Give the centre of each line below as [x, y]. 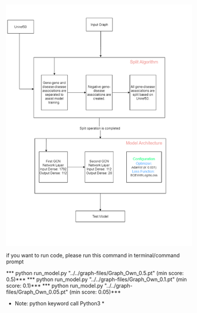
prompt [15, 262]
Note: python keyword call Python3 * [60, 304]
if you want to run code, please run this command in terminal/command [93, 256]
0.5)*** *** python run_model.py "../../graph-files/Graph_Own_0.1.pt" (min [96, 279]
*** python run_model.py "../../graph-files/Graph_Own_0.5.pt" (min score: [95, 273]
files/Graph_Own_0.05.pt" [37, 292]
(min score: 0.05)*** [95, 292]
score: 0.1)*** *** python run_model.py [55, 286]
